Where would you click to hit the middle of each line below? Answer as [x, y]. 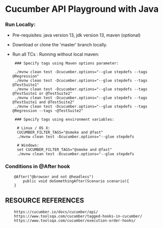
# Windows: [28, 146]
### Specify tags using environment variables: [64, 119]
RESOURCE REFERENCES [45, 201]
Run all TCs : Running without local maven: [56, 54]
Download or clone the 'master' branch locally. [60, 45]
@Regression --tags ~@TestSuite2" [48, 111]
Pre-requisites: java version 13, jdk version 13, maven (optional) [76, 35]
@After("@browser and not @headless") [54, 177]
